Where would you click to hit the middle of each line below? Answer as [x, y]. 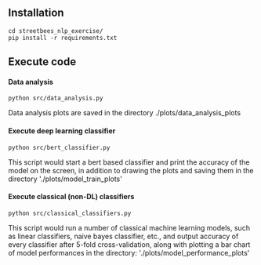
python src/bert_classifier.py [59, 147]
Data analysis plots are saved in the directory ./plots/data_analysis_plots [125, 113]
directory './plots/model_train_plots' [65, 179]
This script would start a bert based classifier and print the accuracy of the [129, 162]
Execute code [42, 62]
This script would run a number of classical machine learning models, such [129, 227]
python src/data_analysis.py [56, 98]
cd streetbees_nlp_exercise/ [56, 31]
